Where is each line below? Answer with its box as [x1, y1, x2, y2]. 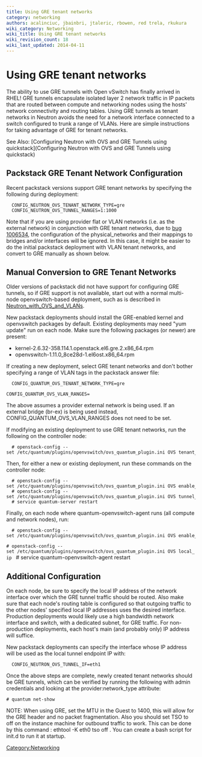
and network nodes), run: [6, 516, 69, 523]
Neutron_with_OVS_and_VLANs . [6, 302, 85, 309]
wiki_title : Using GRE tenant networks [6, 31, 106, 37]
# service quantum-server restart [11, 499, 98, 505]
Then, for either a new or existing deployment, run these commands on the [6, 460, 192, 467]
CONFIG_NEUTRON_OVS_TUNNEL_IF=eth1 [11, 661, 101, 667]
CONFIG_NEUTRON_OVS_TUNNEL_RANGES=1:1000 [11, 207, 117, 213]
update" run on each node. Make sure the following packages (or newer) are [6, 327, 196, 334]
